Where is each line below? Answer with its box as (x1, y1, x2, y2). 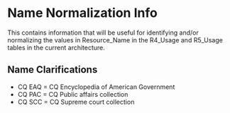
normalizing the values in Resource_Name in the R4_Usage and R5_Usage (7, 35, 224, 44)
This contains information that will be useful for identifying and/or (7, 28, 199, 37)
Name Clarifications (7, 64, 98, 76)
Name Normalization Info (7, 5, 158, 21)
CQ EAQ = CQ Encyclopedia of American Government (17, 83, 175, 91)
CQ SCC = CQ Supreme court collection (17, 97, 135, 106)
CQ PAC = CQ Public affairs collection (17, 90, 128, 98)
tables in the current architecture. (7, 43, 105, 52)
